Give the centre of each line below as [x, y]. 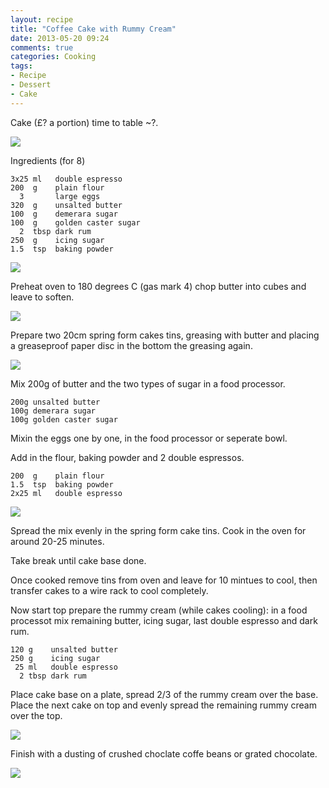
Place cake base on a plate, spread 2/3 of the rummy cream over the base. [164, 694]
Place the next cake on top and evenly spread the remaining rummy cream [163, 705]
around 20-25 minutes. [57, 541]
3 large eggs [60, 196]
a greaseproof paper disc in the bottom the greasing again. [131, 345]
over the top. [36, 715]
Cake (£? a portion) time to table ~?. [84, 122]
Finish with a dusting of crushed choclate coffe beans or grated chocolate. [164, 753]
